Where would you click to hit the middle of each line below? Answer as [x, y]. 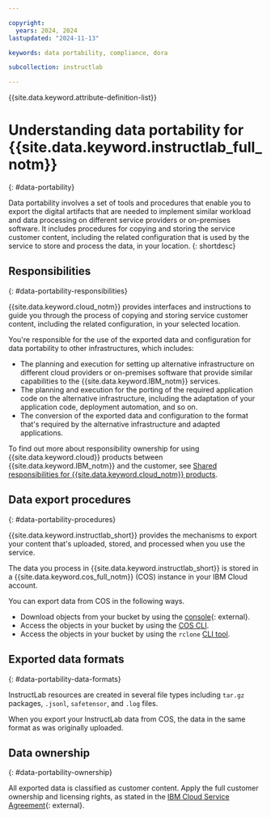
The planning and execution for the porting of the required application [136, 389]
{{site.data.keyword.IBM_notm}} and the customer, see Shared [112, 465]
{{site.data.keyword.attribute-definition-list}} [83, 97]
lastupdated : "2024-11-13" [54, 38]
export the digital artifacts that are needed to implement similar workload [129, 212]
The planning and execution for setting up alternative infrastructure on [137, 364]
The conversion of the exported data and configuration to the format [134, 415]
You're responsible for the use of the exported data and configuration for [130, 339]
